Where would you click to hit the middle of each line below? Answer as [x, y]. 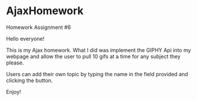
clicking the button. [29, 80]
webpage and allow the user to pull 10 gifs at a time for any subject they [93, 56]
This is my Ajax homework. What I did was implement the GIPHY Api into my [98, 50]
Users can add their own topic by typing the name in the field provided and [97, 74]
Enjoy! [14, 92]
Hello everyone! [25, 38]
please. [15, 63]
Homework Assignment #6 [39, 27]
